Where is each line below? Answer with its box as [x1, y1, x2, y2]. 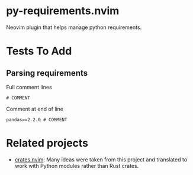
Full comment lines [6, 83, 52, 90]
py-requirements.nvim [6, 4, 120, 18]
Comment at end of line [6, 105, 64, 112]
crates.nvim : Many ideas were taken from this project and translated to [14, 155, 188, 163]
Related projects [6, 137, 89, 150]
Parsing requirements [6, 68, 88, 78]
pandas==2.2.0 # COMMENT [6, 116, 67, 122]
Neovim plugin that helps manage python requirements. [6, 24, 142, 31]
